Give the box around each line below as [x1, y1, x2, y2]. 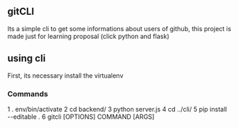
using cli [7, 52, 46, 64]
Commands [7, 88, 48, 98]
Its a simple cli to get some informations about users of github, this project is [7, 24, 232, 33]
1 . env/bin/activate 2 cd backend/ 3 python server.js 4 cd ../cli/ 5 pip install [7, 105, 227, 113]
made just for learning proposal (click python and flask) [7, 32, 170, 40]
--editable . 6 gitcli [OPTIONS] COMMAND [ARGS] [7, 112, 155, 121]
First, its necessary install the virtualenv [7, 71, 124, 80]
